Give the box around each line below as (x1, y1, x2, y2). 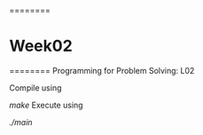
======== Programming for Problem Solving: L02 (9, 65, 195, 75)
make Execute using (9, 99, 83, 110)
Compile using (9, 82, 62, 93)
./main (9, 116, 33, 127)
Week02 (9, 36, 73, 56)
